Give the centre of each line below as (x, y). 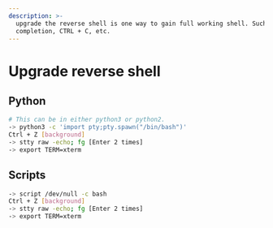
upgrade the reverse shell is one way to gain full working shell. (132, 24)
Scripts (27, 175)
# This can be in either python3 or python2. (87, 120)
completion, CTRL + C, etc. (63, 31)
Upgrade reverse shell (84, 71)
